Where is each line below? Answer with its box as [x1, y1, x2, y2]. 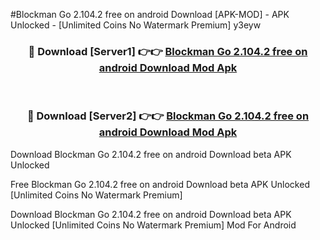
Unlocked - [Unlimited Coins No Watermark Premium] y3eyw [10, 19, 262, 31]
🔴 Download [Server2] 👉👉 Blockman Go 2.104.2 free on [26, 109, 310, 123]
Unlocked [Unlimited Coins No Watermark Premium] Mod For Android [10, 219, 297, 231]
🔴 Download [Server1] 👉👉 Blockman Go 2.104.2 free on [28, 44, 308, 58]
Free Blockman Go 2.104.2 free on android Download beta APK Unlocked [10, 178, 310, 190]
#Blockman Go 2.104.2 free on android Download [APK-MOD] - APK [10, 9, 290, 20]
